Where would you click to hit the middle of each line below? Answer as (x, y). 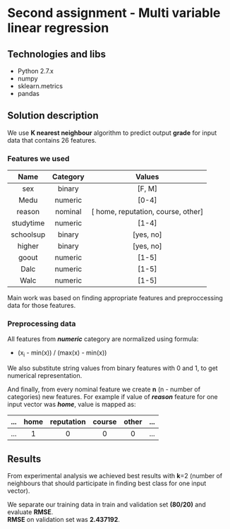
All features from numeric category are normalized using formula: (103, 339)
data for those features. (42, 306)
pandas (29, 94)
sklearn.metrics (40, 86)
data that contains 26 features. (52, 140)
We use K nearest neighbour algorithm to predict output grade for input (112, 133)
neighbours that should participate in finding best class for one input (107, 483)
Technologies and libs (56, 54)
